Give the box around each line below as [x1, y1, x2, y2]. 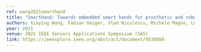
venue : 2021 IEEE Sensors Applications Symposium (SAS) [6, 31, 148, 37]
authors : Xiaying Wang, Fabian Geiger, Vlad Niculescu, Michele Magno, [6, 20, 188, 26]
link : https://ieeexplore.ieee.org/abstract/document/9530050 [6, 36, 165, 42]
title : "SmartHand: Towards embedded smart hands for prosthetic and [6, 14, 184, 20]
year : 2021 [6, 25, 33, 32]
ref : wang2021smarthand [6, 8, 66, 15]
